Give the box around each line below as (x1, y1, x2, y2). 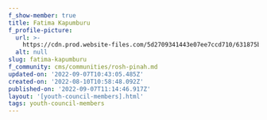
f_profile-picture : (8, 26, 73, 34)
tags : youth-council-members (8, 99, 105, 107)
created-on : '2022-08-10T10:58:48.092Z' (8, 77, 145, 85)
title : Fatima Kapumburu (8, 19, 91, 27)
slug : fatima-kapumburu (8, 56, 87, 64)
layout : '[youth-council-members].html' (8, 92, 145, 100)
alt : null (15, 48, 48, 56)
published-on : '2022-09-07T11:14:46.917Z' (8, 84, 151, 93)
